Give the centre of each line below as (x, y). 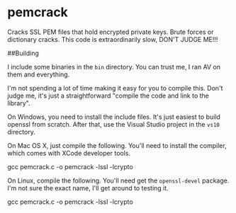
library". (19, 103)
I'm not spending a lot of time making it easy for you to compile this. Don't (115, 88)
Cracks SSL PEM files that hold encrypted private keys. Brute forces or (111, 32)
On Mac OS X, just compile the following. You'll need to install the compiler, (117, 145)
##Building (23, 53)
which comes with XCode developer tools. (69, 153)
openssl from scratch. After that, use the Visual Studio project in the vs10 (114, 124)
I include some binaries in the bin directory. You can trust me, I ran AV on (114, 67)
